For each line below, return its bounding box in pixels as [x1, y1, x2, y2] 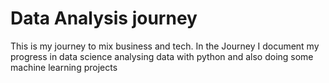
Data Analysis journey [10, 7, 198, 30]
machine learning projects [10, 61, 118, 73]
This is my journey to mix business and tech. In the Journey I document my [10, 40, 320, 52]
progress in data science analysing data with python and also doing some [10, 50, 314, 62]
